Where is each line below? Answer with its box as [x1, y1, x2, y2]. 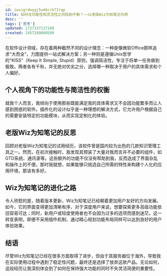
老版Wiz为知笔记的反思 [5, 128, 77, 137]
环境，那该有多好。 [9, 168, 49, 174]
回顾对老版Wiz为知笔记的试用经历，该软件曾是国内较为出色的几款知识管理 [5, 143, 157, 149]
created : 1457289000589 [5, 30, 55, 35]
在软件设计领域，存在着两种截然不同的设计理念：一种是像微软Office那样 [5, 45, 153, 50]
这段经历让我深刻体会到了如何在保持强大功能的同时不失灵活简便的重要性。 [5, 266, 158, 272]
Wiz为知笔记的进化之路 [5, 184, 77, 192]
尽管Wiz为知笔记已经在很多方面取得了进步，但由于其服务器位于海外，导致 [5, 253, 157, 259]
